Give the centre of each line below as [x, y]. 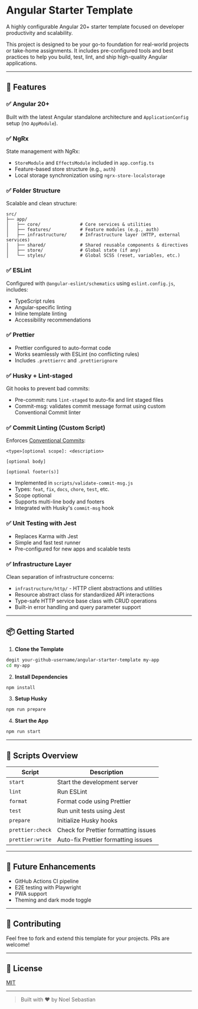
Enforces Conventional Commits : [46, 441]
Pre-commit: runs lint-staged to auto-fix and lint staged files [89, 400]
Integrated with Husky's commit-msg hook [64, 508]
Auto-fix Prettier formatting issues [105, 840]
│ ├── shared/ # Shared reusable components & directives [97, 245]
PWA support [31, 893]
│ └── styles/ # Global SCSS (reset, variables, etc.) [93, 255]
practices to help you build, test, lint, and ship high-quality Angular [87, 57]
